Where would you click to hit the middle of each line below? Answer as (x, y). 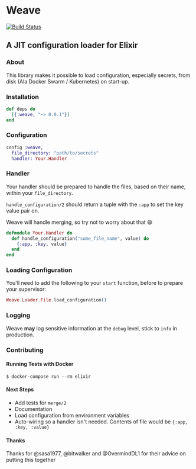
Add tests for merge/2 (40, 403)
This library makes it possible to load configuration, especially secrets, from (98, 75)
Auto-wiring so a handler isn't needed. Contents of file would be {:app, (101, 422)
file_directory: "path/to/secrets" (55, 153)
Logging (18, 316)
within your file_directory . (40, 192)
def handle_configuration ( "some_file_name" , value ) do (80, 238)
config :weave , (25, 147)
